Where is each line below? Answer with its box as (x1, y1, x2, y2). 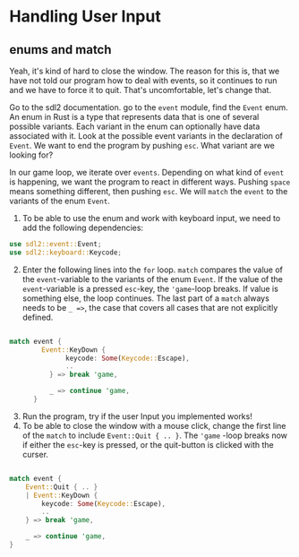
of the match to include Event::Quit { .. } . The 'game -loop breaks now (21, 430, 288, 441)
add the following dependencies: (21, 222, 144, 233)
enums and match (9, 42, 112, 57)
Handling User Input (9, 6, 161, 27)
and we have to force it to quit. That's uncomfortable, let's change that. (9, 85, 271, 95)
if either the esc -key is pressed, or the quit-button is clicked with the (21, 439, 275, 450)
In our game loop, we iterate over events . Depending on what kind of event (9, 167, 285, 177)
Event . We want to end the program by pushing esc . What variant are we (9, 141, 275, 150)
